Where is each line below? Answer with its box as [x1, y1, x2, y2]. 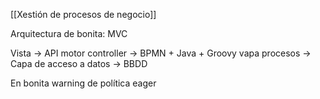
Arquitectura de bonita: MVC [10, 28, 128, 39]
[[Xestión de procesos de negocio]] [10, 9, 157, 20]
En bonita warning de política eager [10, 77, 157, 89]
